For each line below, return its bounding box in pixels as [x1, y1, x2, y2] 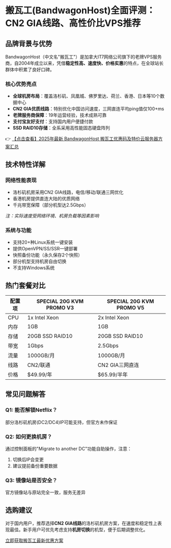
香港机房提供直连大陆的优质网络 [12, 195, 80, 201]
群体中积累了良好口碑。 [5, 67, 54, 72]
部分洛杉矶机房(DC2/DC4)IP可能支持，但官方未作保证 [5, 419, 118, 425]
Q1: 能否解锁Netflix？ [5, 406, 58, 413]
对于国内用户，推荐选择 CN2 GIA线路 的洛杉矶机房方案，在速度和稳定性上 [5, 520, 158, 527]
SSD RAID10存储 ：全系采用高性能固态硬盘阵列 [12, 125, 110, 131]
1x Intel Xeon [27, 314, 59, 321]
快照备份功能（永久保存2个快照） [12, 252, 83, 258]
